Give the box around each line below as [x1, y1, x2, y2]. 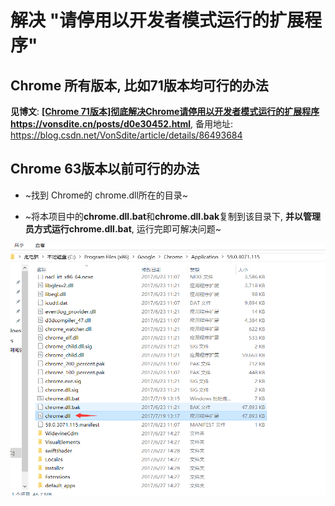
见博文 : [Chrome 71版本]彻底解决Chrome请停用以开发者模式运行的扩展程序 [10, 106, 320, 117]
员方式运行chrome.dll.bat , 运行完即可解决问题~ [24, 222, 222, 235]
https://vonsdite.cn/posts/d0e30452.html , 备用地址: [10, 118, 234, 130]
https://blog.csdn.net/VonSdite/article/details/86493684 [10, 129, 243, 141]
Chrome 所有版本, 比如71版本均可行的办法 [10, 77, 269, 94]
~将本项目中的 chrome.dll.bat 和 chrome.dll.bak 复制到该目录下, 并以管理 [24, 210, 322, 222]
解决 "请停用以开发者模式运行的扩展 [10, 9, 305, 32]
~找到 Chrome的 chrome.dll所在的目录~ [24, 189, 189, 201]
